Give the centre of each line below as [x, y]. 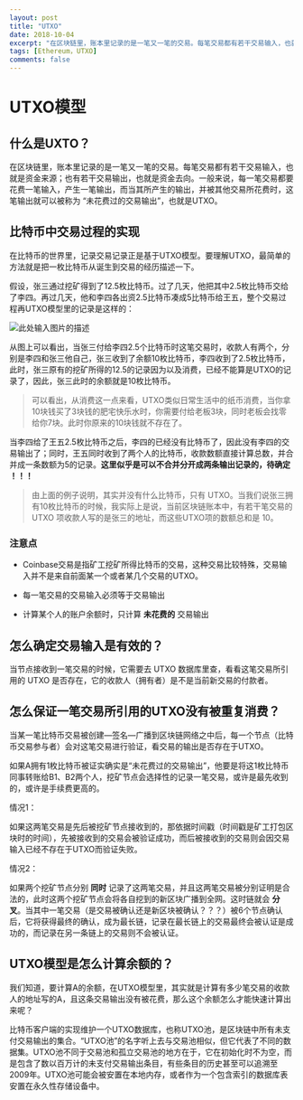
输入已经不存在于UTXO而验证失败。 [76, 849]
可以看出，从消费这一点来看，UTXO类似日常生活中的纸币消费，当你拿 [161, 400]
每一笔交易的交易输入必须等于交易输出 [93, 595]
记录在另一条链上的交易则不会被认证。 [111, 933]
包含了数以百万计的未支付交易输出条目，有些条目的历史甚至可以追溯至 [147, 1063]
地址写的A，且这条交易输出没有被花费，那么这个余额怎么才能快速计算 [154, 999]
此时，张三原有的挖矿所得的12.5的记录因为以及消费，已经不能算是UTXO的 [147, 369]
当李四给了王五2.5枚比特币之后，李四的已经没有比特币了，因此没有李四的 [146, 442]
